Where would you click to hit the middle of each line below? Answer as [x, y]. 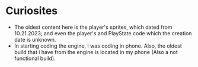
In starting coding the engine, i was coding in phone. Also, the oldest [98, 46]
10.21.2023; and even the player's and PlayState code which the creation [103, 33]
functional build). [35, 58]
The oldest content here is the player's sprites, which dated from [93, 27]
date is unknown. [35, 39]
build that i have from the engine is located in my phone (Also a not [96, 52]
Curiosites [32, 11]
